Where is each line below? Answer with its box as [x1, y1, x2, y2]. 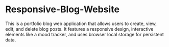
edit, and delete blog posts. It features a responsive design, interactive [5, 26, 154, 32]
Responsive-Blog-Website [5, 4, 120, 15]
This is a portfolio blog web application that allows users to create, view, [5, 20, 157, 27]
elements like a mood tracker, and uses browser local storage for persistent [5, 31, 164, 37]
